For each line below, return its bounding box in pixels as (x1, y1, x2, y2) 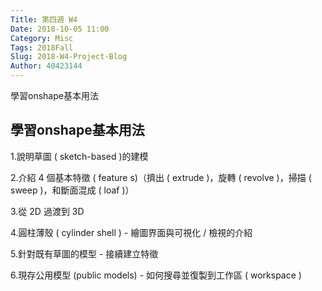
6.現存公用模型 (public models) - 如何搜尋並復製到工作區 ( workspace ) (10, 269, 302, 281)
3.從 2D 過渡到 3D (10, 205, 85, 217)
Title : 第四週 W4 (10, 14, 78, 25)
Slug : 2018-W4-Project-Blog (10, 52, 128, 62)
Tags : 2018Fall (10, 42, 74, 53)
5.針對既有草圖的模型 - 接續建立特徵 (10, 247, 159, 260)
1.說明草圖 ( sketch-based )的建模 (10, 150, 149, 162)
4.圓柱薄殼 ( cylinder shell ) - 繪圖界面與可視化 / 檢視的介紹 (10, 226, 253, 238)
